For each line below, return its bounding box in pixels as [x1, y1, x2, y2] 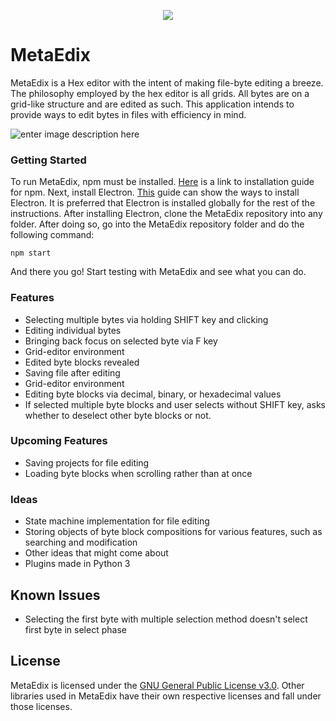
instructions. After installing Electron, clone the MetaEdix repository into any [10, 208, 323, 220]
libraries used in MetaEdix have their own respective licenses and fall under [10, 690, 322, 702]
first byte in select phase [24, 623, 127, 635]
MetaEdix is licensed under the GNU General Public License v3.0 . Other [10, 679, 305, 691]
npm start [10, 248, 52, 259]
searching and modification [24, 536, 138, 549]
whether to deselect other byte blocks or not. [24, 409, 212, 421]
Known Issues [10, 586, 101, 604]
